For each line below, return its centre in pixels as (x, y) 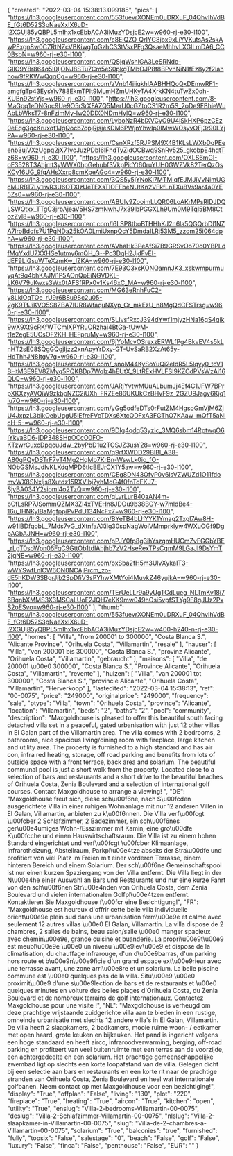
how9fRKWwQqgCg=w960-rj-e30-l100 (63, 76)
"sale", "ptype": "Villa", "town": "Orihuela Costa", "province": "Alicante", (109, 703)
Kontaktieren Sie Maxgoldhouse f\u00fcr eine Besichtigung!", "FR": (103, 902)
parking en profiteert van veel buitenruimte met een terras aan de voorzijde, (115, 1049)
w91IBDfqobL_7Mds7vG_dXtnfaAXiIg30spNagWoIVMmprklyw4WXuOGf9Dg (116, 526)
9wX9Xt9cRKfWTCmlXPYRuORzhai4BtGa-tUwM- (78, 327)
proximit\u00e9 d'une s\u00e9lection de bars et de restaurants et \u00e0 (112, 983)
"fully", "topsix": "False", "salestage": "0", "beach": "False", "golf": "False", (113, 1138)
